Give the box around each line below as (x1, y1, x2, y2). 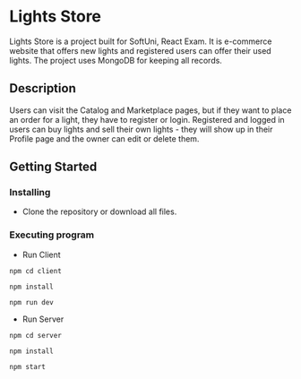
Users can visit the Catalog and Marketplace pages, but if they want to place (9, 105, 292, 116)
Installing (9, 186, 51, 199)
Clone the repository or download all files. (21, 206, 177, 217)
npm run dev (9, 297, 54, 306)
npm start (9, 362, 47, 371)
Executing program (9, 228, 95, 241)
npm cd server (9, 331, 63, 340)
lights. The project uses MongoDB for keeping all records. (9, 55, 222, 65)
